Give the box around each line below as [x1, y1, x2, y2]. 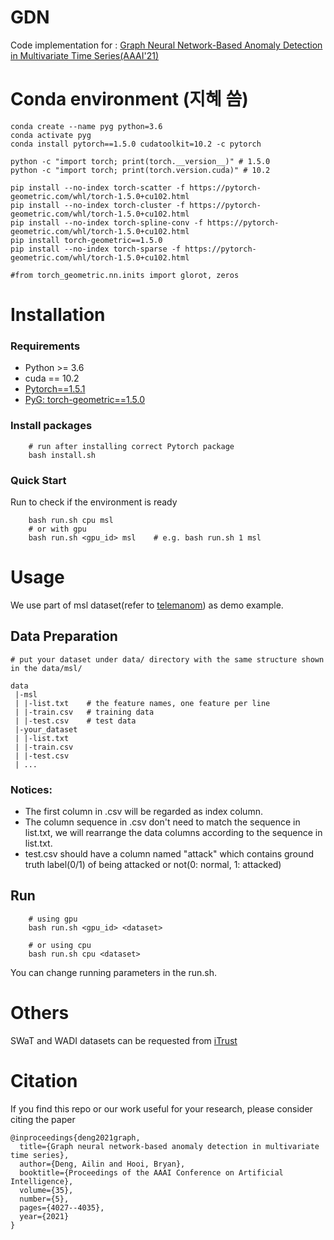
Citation [10, 1069, 78, 1092]
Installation [10, 304, 106, 326]
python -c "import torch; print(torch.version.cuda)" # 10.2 [10, 165, 271, 175]
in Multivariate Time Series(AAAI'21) [10, 49, 160, 61]
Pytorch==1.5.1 [24, 383, 86, 395]
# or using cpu [28, 940, 92, 950]
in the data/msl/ [10, 663, 83, 673]
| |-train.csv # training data [14, 707, 155, 717]
